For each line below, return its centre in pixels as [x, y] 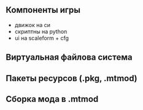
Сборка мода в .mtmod [52, 99]
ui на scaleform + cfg [41, 38]
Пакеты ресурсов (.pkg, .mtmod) [71, 78]
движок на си [32, 25]
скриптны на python [41, 31]
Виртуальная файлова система [69, 57]
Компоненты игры [43, 10]
